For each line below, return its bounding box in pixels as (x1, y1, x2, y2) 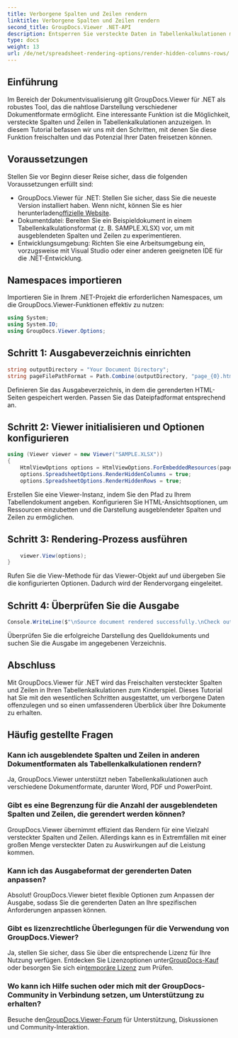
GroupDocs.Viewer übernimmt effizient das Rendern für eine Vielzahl (7, 825, 209, 834)
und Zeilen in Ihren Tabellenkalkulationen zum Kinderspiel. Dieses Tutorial (7, 685, 223, 694)
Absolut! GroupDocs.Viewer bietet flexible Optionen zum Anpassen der (7, 891, 215, 900)
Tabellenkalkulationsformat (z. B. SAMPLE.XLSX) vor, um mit (17, 223, 195, 232)
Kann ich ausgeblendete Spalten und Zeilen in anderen (7, 750, 200, 760)
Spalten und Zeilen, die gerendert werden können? (7, 810, 186, 819)
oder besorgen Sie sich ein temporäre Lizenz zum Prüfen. (7, 964, 174, 972)
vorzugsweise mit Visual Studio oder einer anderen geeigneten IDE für (17, 246, 223, 255)
